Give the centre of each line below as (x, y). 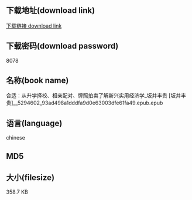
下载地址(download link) (51, 11)
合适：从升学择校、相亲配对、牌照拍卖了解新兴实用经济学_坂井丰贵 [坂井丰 (96, 96)
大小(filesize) (30, 178)
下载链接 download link (34, 26)
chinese (16, 138)
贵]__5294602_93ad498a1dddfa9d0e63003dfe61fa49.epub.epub (85, 103)
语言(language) (34, 123)
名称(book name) (37, 81)
